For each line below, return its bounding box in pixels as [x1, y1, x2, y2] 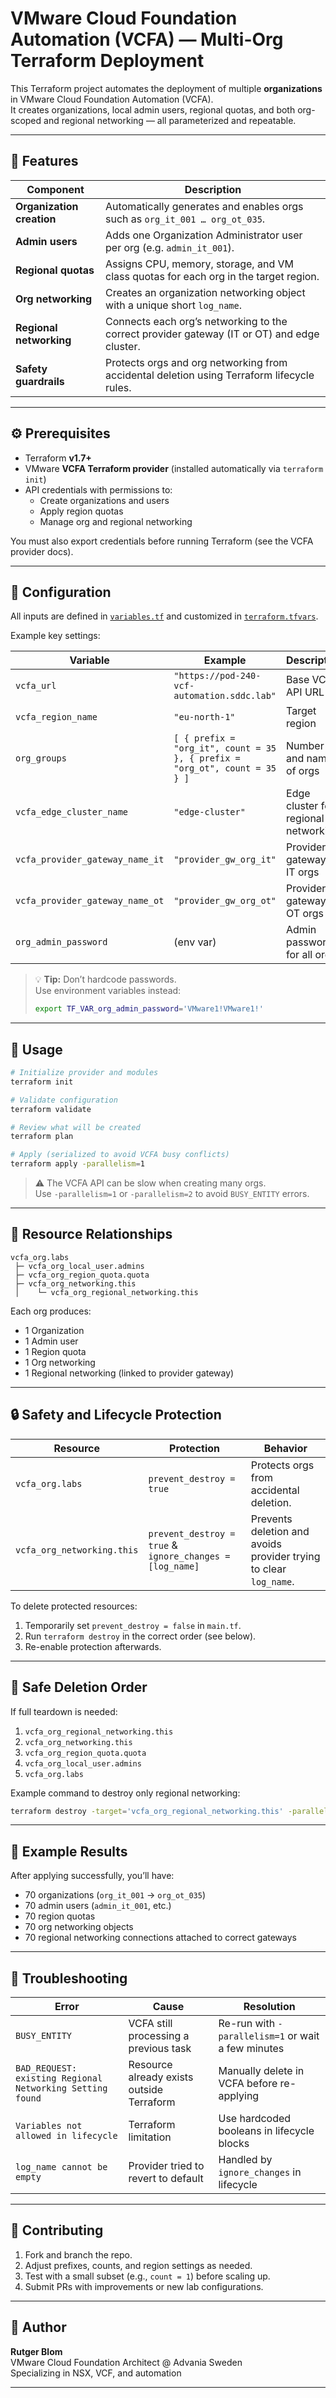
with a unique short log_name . [105, 298, 243, 312]
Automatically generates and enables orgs [105, 199, 304, 213]
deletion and [250, 1524, 310, 1538]
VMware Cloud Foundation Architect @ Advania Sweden [10, 2356, 243, 2368]
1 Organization [24, 1324, 85, 1336]
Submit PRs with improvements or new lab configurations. [24, 2280, 264, 2292]
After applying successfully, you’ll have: [10, 1870, 175, 1882]
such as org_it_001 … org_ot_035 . [105, 212, 266, 226]
